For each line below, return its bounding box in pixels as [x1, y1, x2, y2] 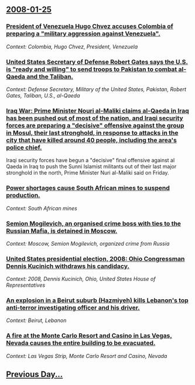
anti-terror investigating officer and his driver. [6, 304, 141, 312]
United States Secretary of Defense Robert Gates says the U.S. [6, 58, 189, 66]
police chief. [6, 143, 42, 152]
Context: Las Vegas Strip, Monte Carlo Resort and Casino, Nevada [6, 352, 167, 359]
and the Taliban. [26, 72, 74, 81]
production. [6, 191, 40, 199]
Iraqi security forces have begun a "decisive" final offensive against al [6, 157, 175, 164]
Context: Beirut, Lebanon [6, 317, 67, 324]
